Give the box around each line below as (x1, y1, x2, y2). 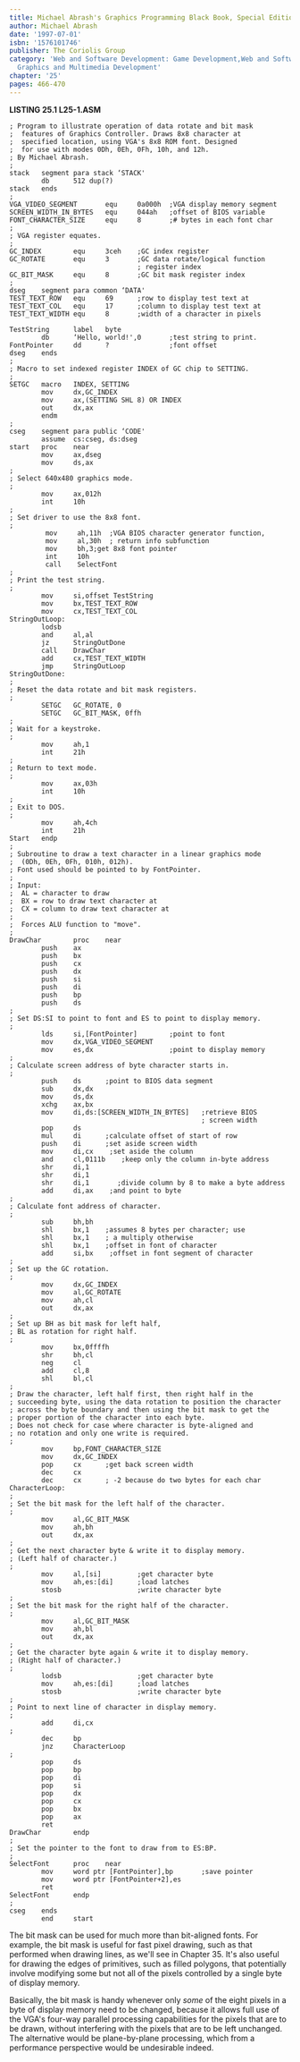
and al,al (41, 630, 94, 640)
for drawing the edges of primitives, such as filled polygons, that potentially (9, 1958, 287, 1969)
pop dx (41, 1788, 82, 1798)
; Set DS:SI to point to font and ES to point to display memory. (9, 1014, 262, 1023)
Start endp (9, 834, 58, 843)
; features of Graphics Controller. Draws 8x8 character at (9, 129, 242, 139)
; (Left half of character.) (9, 1554, 118, 1563)
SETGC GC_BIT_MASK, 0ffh (41, 709, 142, 717)
